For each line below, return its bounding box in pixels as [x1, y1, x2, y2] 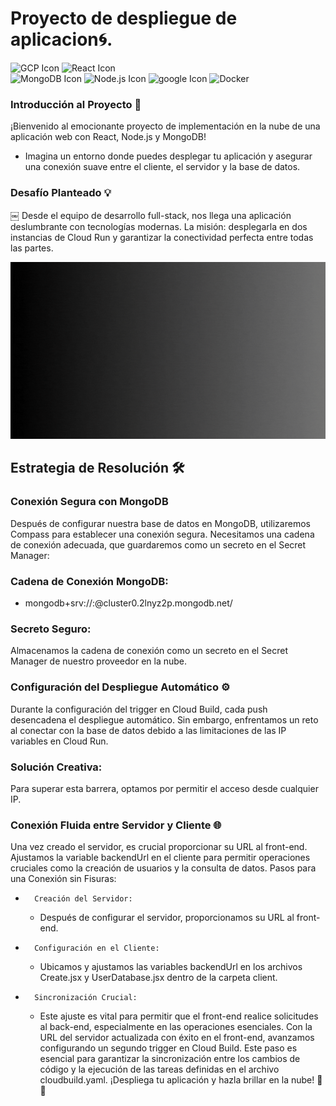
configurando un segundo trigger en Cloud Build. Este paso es [39, 1042, 298, 1054]
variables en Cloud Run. [10, 735, 109, 747]
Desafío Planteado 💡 [10, 186, 112, 200]
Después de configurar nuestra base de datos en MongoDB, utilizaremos [10, 517, 311, 529]
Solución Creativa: [10, 760, 103, 774]
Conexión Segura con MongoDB [10, 495, 169, 509]
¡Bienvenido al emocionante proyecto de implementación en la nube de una [10, 120, 321, 132]
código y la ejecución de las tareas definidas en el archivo [39, 1063, 280, 1076]
